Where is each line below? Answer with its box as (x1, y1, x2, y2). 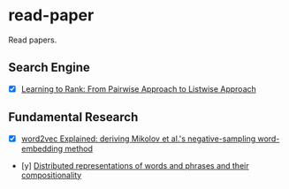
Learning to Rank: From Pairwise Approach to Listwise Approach (20, 83, 257, 94)
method (65, 143, 94, 154)
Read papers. (8, 34, 57, 45)
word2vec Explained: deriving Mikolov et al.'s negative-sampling (20, 133, 256, 144)
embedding (20, 143, 64, 154)
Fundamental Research (8, 110, 139, 125)
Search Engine (8, 60, 90, 75)
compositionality (20, 170, 82, 180)
